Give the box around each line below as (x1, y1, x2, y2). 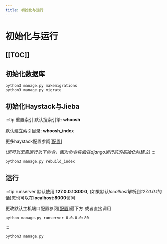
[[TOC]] (5, 51, 30, 59)
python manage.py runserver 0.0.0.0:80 (5, 215, 89, 220)
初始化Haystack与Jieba (5, 102, 80, 111)
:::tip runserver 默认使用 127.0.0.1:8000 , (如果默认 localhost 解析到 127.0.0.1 (5, 188, 158, 194)
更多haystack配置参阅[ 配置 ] (5, 138, 63, 144)
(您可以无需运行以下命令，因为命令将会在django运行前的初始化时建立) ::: (5, 149, 156, 155)
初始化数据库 (5, 69, 45, 78)
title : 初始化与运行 (5, 7, 44, 13)
